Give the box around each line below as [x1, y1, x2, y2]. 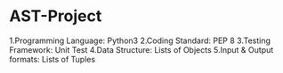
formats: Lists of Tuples [9, 54, 96, 64]
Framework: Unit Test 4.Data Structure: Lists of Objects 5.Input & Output [9, 44, 274, 55]
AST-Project [9, 6, 102, 26]
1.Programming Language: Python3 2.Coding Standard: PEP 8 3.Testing [9, 35, 271, 46]
